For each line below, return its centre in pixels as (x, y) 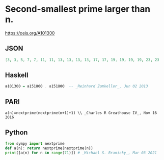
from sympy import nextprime (35, 143)
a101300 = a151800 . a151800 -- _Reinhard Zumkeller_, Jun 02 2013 (77, 86)
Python (16, 132)
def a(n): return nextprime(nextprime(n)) (49, 148)
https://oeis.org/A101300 (30, 33)
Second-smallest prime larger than (78, 9)
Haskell (17, 75)
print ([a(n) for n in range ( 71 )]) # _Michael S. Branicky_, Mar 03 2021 (81, 153)
